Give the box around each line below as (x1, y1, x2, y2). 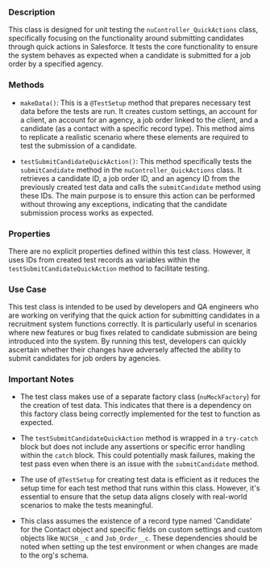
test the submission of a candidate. (19, 141, 137, 150)
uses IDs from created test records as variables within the (8, 255, 200, 264)
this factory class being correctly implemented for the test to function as (19, 409, 260, 419)
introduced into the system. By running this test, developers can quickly (8, 336, 247, 346)
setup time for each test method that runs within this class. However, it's (19, 483, 260, 493)
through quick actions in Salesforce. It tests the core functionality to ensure (8, 42, 259, 52)
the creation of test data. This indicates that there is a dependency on (19, 401, 251, 410)
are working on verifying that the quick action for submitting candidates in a (8, 310, 260, 321)
